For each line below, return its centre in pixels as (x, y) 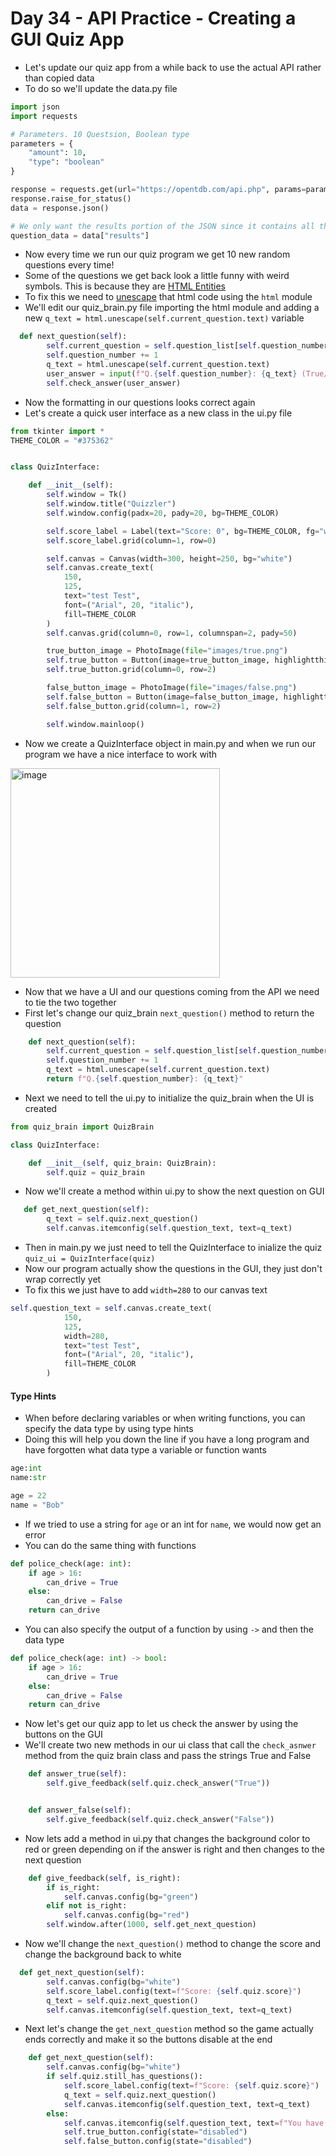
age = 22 (28, 1496)
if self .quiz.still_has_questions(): (124, 2077)
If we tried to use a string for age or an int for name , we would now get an (173, 1524)
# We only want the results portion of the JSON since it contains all (162, 226)
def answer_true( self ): (78, 1774)
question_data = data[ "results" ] (80, 235)
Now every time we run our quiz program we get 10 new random (157, 254)
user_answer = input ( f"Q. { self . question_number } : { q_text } (172, 373)
